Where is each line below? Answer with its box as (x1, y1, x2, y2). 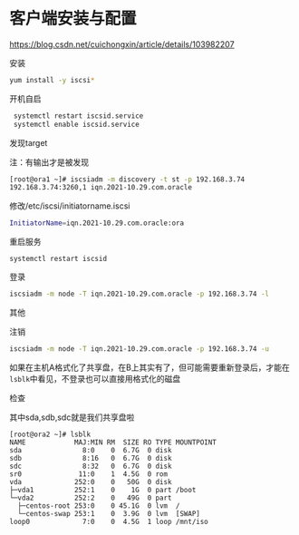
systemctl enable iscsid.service (13, 120, 140, 129)
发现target (9, 137, 48, 148)
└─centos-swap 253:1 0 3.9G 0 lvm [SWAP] (17, 509, 201, 518)
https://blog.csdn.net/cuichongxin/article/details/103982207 (9, 38, 235, 50)
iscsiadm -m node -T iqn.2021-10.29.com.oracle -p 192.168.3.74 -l (9, 289, 270, 299)
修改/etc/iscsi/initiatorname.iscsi (9, 200, 130, 211)
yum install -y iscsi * (9, 75, 95, 84)
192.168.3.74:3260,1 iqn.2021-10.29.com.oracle (9, 183, 193, 192)
